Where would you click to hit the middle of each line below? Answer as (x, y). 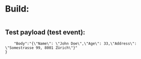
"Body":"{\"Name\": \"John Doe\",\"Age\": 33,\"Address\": (75, 44)
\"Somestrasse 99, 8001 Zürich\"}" (41, 48)
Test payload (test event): (45, 32)
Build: (17, 9)
